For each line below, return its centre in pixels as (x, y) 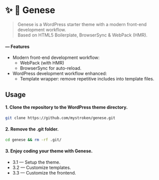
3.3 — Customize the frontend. (44, 172)
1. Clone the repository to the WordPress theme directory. (66, 107)
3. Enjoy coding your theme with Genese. (49, 151)
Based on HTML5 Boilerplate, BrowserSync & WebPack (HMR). (83, 35)
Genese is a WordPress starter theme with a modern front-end (82, 24)
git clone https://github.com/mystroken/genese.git (60, 118)
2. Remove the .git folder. (32, 129)
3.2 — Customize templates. (42, 167)
